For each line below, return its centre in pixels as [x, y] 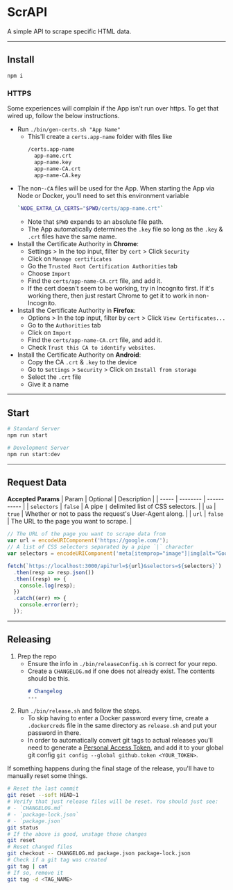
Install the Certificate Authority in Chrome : [78, 244]
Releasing [29, 639]
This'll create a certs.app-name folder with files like [100, 137]
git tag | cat [28, 866]
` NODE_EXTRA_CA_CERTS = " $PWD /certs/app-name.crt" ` [90, 209]
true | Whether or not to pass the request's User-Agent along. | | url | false [115, 514]
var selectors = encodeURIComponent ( [62, 553]
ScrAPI [27, 12]
